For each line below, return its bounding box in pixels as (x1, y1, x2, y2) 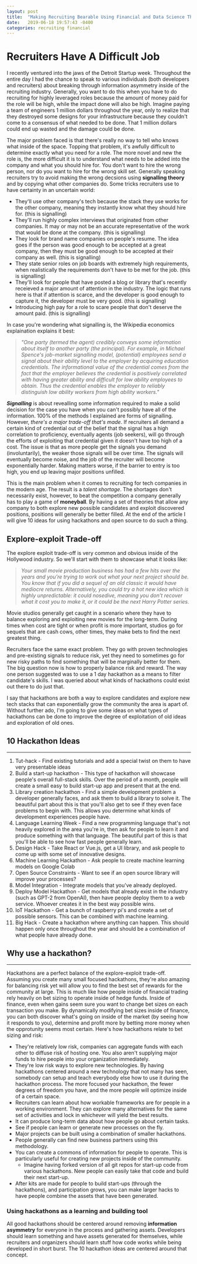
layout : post (6, 8, 39, 15)
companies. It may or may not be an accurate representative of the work (15, 223, 189, 230)
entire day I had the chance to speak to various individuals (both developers (6, 76, 189, 83)
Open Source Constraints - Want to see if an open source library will (15, 869, 180, 876)
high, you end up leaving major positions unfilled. (6, 468, 125, 475)
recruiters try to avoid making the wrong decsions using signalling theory (6, 174, 185, 181)
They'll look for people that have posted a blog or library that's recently (15, 279, 186, 286)
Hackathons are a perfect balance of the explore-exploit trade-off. (6, 970, 166, 977)
